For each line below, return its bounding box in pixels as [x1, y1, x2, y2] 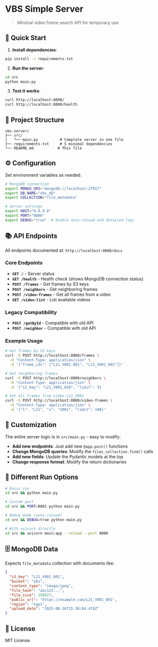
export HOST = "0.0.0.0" [5, 209, 51, 214]
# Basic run [5, 486, 29, 491]
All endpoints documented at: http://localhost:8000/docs [5, 247, 123, 253]
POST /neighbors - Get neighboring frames [12, 286, 98, 292]
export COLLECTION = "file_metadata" [5, 195, 78, 200]
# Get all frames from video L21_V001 [5, 393, 84, 399]
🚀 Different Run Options [5, 473, 79, 481]
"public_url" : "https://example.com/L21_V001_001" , [9, 597, 117, 602]
